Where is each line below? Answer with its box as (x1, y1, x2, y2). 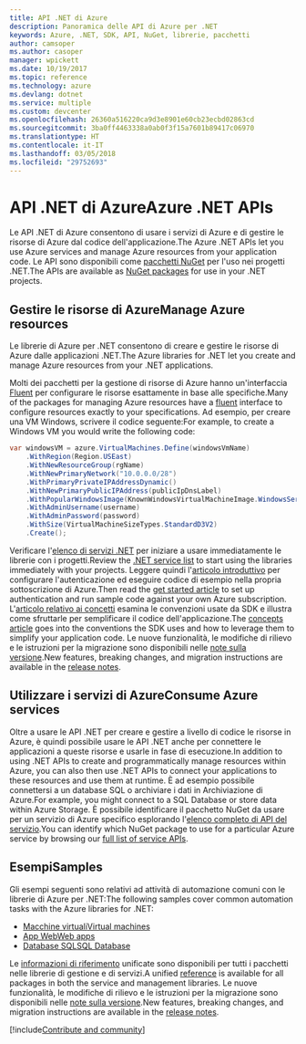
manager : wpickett (9, 56, 79, 65)
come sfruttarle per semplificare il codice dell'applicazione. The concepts (9, 612, 284, 623)
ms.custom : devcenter (9, 107, 92, 116)
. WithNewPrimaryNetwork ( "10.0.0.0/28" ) (25, 469, 178, 478)
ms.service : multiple (9, 98, 92, 108)
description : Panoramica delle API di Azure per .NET (9, 22, 219, 31)
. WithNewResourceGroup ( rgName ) (25, 461, 145, 470)
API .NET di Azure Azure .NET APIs (9, 197, 274, 217)
